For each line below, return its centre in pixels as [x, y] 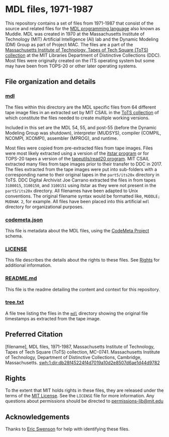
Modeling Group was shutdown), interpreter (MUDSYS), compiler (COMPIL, [83, 133]
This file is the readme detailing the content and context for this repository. [82, 289]
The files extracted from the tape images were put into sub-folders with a [81, 169]
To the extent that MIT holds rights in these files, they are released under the [84, 390]
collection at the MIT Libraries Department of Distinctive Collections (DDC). [83, 55]
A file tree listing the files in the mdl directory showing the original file [77, 313]
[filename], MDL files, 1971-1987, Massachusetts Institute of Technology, [80, 346]
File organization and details [51, 82]
